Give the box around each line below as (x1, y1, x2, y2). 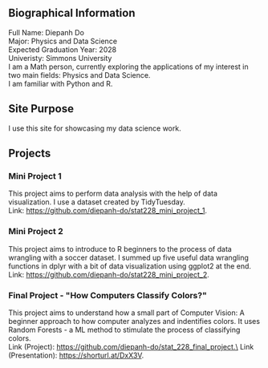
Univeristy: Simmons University (8, 53, 112, 63)
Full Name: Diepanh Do (8, 27, 84, 37)
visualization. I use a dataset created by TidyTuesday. (8, 197, 186, 207)
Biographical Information (8, 6, 136, 20)
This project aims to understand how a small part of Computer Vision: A (8, 308, 245, 317)
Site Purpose (8, 102, 75, 115)
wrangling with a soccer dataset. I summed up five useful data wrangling (8, 253, 249, 262)
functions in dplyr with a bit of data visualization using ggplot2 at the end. (8, 261, 251, 271)
